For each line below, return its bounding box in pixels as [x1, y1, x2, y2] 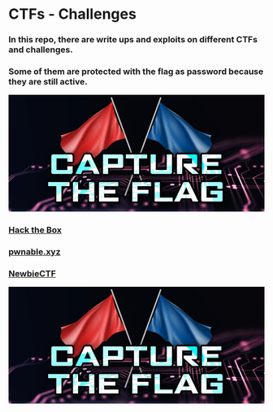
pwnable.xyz [8, 245, 61, 257]
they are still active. [8, 76, 88, 88]
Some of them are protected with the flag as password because [8, 66, 264, 77]
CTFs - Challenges [8, 5, 136, 24]
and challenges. [8, 44, 73, 55]
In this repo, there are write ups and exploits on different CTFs [8, 34, 258, 46]
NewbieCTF [8, 267, 57, 279]
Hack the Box [8, 224, 63, 236]
